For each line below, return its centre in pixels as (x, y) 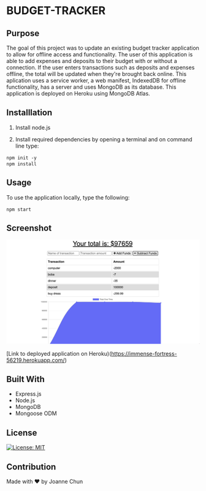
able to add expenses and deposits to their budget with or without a (92, 61)
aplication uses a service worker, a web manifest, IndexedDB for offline (96, 81)
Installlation (29, 113)
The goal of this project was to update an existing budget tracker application (103, 48)
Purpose (23, 33)
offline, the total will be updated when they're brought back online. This (97, 74)
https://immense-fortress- (144, 353)
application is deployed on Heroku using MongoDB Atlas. (78, 93)
